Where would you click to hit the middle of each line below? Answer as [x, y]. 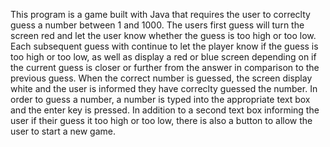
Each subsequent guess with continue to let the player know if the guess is [164, 46]
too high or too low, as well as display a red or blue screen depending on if [163, 57]
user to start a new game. [63, 131]
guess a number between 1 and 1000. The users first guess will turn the [157, 25]
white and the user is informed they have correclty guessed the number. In [164, 88]
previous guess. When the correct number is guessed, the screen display [161, 78]
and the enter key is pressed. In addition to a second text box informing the [165, 110]
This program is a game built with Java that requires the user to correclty [160, 14]
